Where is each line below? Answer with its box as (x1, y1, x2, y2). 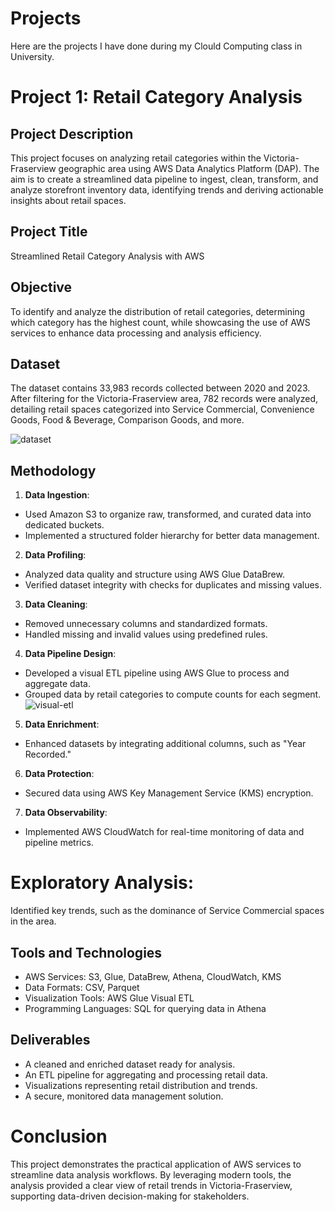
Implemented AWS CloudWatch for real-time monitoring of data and (24, 826, 305, 838)
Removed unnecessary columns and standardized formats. (24, 618, 268, 630)
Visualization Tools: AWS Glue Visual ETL (24, 992, 195, 1004)
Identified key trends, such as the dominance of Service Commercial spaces (10, 905, 325, 917)
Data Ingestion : (24, 489, 90, 501)
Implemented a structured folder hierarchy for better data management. (24, 530, 320, 542)
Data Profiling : (24, 549, 87, 561)
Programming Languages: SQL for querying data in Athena (24, 1002, 267, 1014)
